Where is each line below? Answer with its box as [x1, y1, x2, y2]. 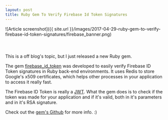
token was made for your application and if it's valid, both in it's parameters [5, 94, 162, 100]
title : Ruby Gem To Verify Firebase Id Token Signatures [5, 12, 128, 17]
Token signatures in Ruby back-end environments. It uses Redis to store [5, 68, 155, 74]
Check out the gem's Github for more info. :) [5, 109, 97, 115]
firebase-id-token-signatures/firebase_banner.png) [5, 31, 112, 37]
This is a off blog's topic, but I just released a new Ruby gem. [5, 53, 132, 59]
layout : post [5, 7, 33, 13]
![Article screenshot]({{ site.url [5, 26, 69, 32]
